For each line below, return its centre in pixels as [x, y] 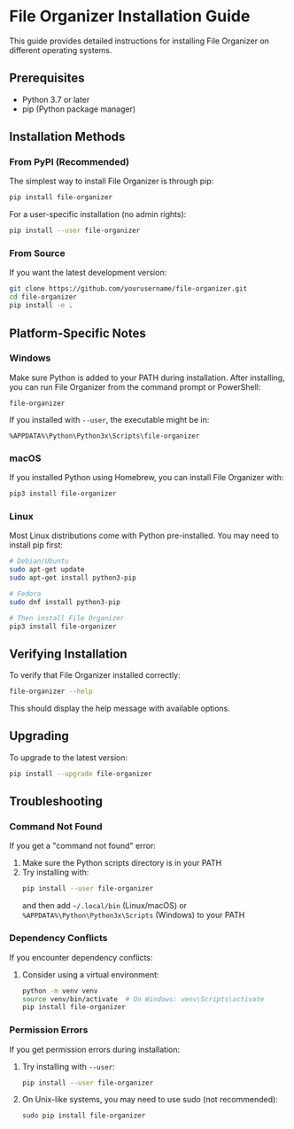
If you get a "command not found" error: [83, 846]
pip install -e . [41, 306]
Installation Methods [67, 137]
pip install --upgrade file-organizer [81, 774]
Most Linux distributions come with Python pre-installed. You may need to [144, 536]
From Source [37, 253]
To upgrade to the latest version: [69, 757]
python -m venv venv [60, 991]
